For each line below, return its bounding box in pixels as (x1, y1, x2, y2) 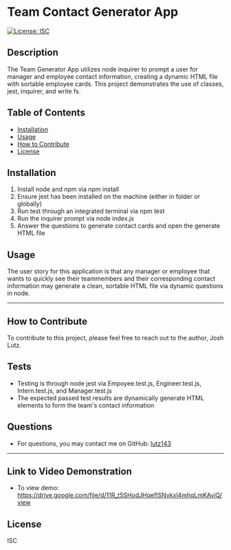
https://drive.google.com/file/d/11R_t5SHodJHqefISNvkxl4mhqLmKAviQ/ (16, 491, 222, 499)
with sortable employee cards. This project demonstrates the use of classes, (7, 80, 224, 88)
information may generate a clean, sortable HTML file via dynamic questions (7, 282, 223, 290)
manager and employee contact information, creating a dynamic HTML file (7, 72, 219, 80)
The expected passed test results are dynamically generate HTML (16, 393, 205, 402)
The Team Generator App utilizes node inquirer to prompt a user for (7, 65, 198, 73)
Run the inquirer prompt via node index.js (16, 214, 134, 223)
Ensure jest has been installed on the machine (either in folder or (16, 192, 201, 201)
